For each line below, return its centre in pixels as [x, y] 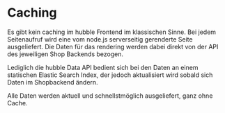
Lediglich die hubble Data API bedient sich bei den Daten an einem [103, 67]
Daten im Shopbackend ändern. [53, 82]
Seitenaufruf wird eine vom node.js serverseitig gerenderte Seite [100, 39]
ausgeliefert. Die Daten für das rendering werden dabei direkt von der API [113, 46]
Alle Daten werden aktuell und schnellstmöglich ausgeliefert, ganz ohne [110, 96]
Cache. [17, 103]
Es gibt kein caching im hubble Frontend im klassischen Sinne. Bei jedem [112, 32]
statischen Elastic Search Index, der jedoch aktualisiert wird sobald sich [110, 75]
